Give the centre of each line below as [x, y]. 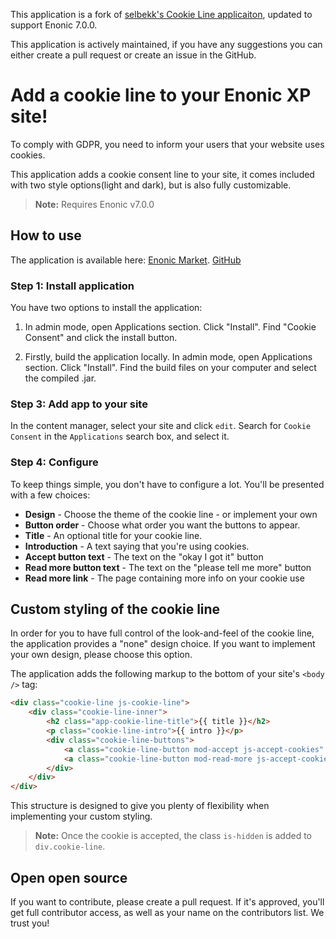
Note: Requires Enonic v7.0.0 [94, 204]
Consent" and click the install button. [101, 338]
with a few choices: [50, 495]
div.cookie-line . [70, 846]
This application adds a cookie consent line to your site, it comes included [162, 174]
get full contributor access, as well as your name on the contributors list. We [167, 913]
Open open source [69, 877]
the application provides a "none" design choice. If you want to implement [163, 644]
